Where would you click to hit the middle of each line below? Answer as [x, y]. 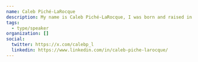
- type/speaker [30, 28]
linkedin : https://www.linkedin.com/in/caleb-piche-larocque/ [90, 50]
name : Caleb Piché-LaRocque [41, 12]
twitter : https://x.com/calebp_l [53, 45]
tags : [13, 22]
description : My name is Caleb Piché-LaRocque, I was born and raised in [99, 17]
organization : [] [28, 34]
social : [16, 39]
